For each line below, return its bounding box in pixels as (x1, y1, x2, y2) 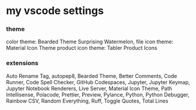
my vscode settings (6, 4, 104, 18)
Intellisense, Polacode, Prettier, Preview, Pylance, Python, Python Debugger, (6, 91, 190, 98)
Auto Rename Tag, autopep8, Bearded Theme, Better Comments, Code (6, 72, 177, 80)
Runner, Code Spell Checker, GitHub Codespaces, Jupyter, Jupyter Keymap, (6, 78, 190, 85)
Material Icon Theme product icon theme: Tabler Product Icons (6, 44, 157, 51)
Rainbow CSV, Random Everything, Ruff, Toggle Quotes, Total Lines (6, 97, 169, 104)
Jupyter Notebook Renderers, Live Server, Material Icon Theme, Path (6, 85, 173, 92)
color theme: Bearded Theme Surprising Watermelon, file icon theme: (6, 38, 174, 45)
